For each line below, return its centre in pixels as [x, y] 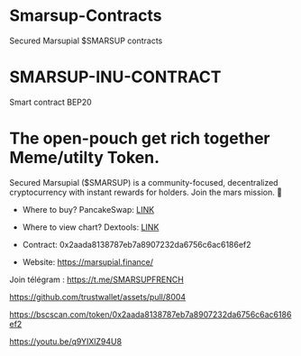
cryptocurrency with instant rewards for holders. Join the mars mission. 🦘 [146, 192]
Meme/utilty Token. [85, 158]
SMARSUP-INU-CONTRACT [115, 77]
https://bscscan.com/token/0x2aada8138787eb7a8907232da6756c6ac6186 [150, 314]
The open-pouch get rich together [140, 138]
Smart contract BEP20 [50, 102]
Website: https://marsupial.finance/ [88, 261]
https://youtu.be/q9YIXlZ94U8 [66, 341]
